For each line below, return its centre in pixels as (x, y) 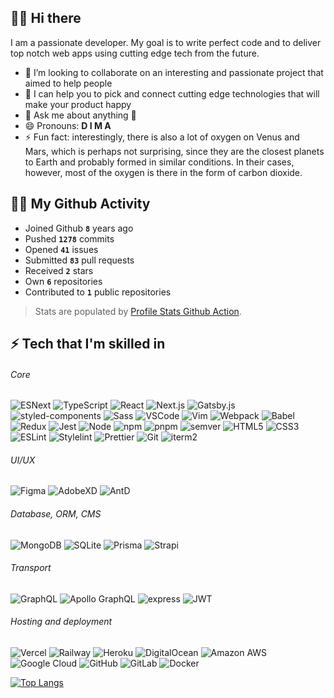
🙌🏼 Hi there (46, 18)
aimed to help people (68, 83)
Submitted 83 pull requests (79, 260)
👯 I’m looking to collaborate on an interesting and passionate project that (174, 72)
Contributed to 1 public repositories (98, 292)
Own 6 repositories (63, 281)
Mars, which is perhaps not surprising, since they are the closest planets (174, 151)
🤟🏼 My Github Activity (80, 204)
